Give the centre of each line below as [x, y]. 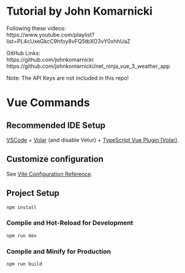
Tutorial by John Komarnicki [80, 11]
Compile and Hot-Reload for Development [70, 223]
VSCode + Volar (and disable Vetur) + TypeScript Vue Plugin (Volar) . [93, 140]
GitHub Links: [24, 53]
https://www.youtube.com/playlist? [51, 34]
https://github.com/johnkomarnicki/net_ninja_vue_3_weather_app [88, 66]
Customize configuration [55, 159]
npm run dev [21, 236]
